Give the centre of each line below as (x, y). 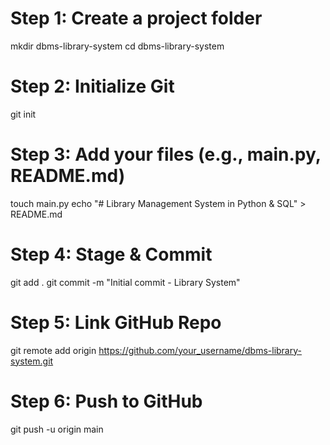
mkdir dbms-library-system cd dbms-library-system (117, 46)
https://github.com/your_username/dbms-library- (200, 350)
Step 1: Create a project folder (136, 18)
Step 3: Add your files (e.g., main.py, (166, 154)
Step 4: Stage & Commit (111, 254)
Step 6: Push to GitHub (106, 401)
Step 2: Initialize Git (92, 86)
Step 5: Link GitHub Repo (116, 322)
